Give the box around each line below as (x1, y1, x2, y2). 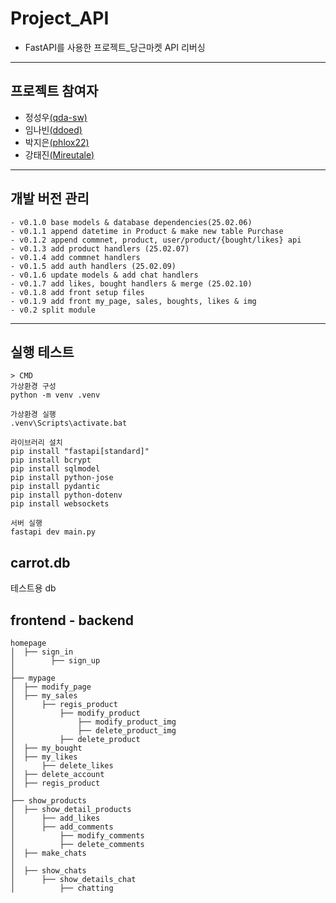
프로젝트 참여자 (10, 83, 99, 100)
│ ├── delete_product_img (10, 726, 177, 736)
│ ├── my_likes (10, 752, 78, 762)
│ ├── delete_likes (10, 761, 114, 771)
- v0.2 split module (10, 305, 97, 315)
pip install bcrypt (10, 455, 92, 466)
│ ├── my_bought (10, 743, 83, 753)
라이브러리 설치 (10, 438, 63, 448)
